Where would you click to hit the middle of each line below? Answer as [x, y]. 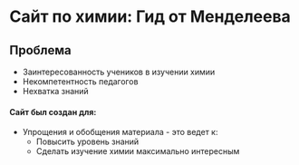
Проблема [41, 50]
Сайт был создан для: [53, 112]
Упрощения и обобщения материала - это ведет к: [120, 132]
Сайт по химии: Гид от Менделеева [150, 17]
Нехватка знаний [55, 91]
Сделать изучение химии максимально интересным [138, 151]
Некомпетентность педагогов [80, 82]
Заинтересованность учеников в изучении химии [119, 72]
